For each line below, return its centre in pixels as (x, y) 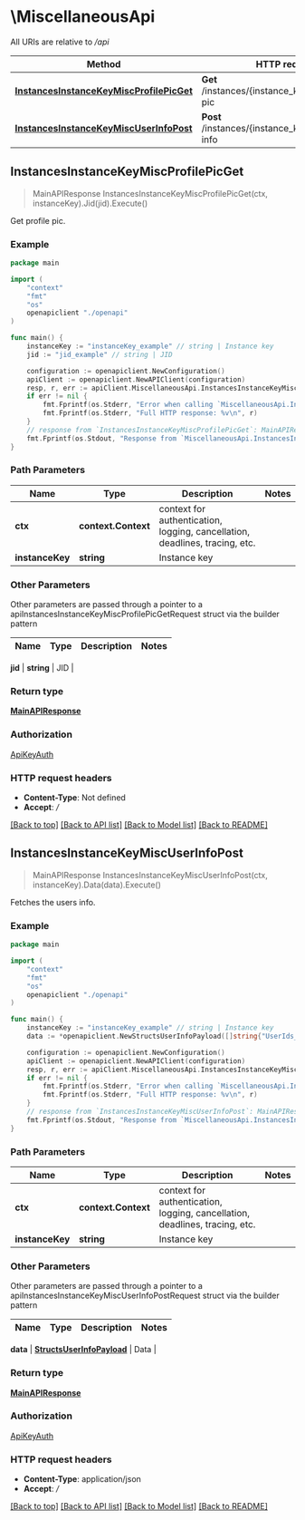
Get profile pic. (38, 220)
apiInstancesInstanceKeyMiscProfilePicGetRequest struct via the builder (145, 615)
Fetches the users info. (53, 902)
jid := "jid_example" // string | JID (100, 354)
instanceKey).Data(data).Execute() (97, 885)
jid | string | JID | (43, 668)
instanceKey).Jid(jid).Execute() (90, 203)
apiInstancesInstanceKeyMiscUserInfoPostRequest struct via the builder (145, 1296)
